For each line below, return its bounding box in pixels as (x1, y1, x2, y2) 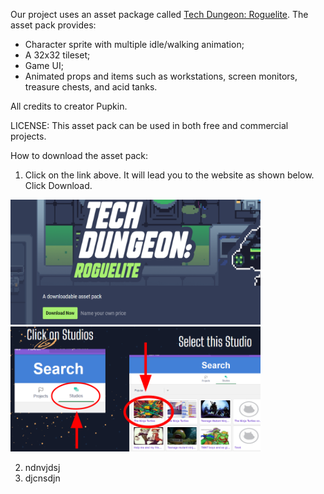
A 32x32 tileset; (24, 49, 91, 61)
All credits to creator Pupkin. (10, 100, 128, 112)
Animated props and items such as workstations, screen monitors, (24, 70, 298, 82)
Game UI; (24, 60, 64, 71)
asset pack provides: (10, 19, 97, 31)
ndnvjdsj (24, 462, 61, 473)
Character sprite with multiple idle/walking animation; (24, 39, 245, 50)
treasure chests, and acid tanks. (24, 81, 158, 93)
